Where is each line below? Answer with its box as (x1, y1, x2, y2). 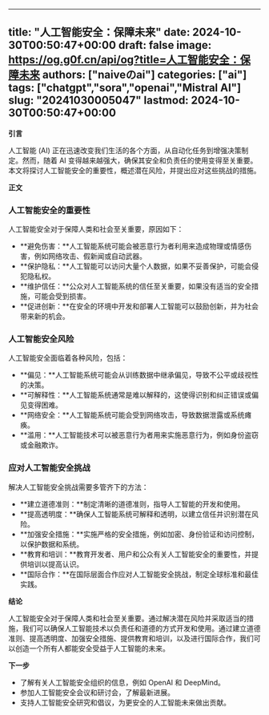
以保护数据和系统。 (19, 539, 84, 549)
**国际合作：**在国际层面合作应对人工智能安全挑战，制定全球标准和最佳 (19, 569, 259, 579)
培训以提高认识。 (26, 559, 84, 569)
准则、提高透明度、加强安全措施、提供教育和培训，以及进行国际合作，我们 (8, 633, 254, 643)
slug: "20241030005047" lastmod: (8, 94, 190, 107)
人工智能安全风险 (8, 333, 74, 345)
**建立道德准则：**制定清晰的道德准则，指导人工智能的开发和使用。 (19, 499, 245, 509)
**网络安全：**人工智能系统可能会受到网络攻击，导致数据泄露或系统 (19, 410, 245, 420)
